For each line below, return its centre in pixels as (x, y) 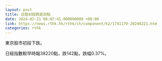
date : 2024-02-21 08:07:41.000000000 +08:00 (52, 19)
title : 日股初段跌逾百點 (28, 14)
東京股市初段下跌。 (25, 43)
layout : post (19, 10)
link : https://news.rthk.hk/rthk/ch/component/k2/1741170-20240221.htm (81, 24)
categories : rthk (23, 28)
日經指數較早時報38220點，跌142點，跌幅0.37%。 (57, 54)
